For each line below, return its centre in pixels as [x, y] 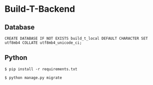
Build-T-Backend [40, 9]
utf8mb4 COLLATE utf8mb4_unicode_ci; [43, 43]
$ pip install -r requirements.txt [41, 69]
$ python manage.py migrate [33, 78]
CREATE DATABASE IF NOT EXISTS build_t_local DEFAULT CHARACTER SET [76, 38]
